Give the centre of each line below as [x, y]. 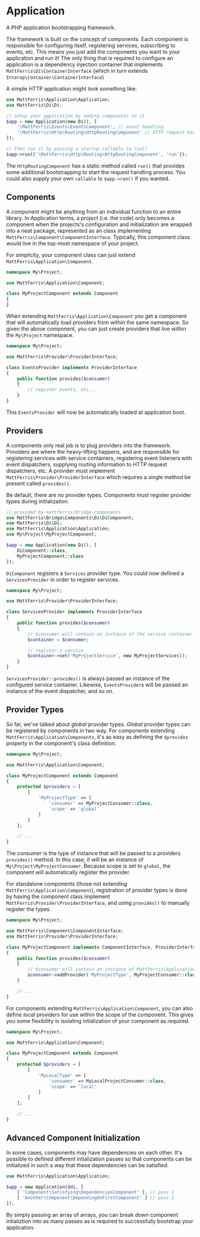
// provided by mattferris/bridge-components [63, 512]
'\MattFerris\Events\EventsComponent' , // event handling [90, 127]
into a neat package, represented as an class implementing [79, 230]
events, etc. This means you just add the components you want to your [93, 51]
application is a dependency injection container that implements [85, 64]
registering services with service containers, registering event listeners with [99, 458]
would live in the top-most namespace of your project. [73, 243]
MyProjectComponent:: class [50, 556]
